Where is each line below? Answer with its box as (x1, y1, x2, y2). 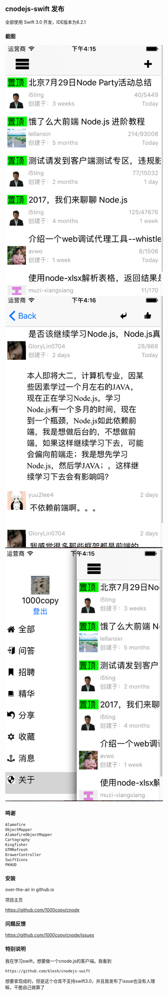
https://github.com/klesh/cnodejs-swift (5, 968, 91, 973)
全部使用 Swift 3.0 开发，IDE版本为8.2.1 (5, 19, 86, 25)
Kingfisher (5, 842, 28, 847)
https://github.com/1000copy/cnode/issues (5, 932, 94, 938)
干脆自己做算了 (13, 984, 45, 990)
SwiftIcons (5, 857, 28, 862)
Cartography (5, 837, 30, 842)
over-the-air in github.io (5, 887, 54, 893)
